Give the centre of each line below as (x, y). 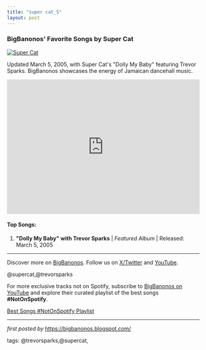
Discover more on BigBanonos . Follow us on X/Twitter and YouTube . (93, 262)
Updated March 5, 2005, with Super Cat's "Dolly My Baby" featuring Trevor (101, 64)
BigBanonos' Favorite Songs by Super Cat (70, 39)
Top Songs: (22, 225)
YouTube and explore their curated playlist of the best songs (83, 292)
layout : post (24, 18)
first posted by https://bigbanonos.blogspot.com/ (69, 329)
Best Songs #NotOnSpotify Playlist (50, 311)
